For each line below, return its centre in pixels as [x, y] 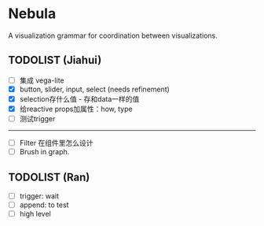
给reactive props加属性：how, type [76, 109]
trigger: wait [39, 196]
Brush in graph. [44, 152]
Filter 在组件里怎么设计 [56, 143]
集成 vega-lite [42, 80]
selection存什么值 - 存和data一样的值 [79, 98]
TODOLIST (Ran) [49, 177]
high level [35, 214]
